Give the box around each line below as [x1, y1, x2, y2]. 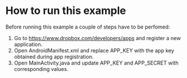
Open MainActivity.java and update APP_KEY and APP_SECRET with [13, 59, 179, 66]
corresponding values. [13, 65, 69, 72]
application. [13, 41, 43, 48]
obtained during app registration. [13, 53, 94, 60]
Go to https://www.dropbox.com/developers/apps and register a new [13, 34, 181, 41]
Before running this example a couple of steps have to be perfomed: [5, 23, 171, 30]
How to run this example [5, 4, 127, 17]
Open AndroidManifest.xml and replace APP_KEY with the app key [13, 47, 174, 54]
